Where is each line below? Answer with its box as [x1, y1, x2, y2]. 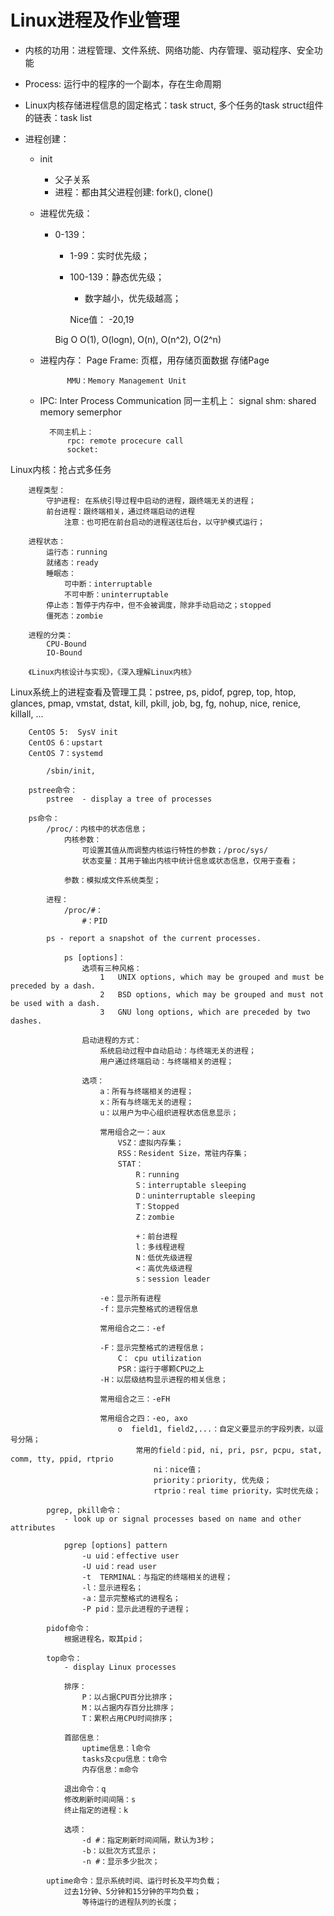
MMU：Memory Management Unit [66, 376, 187, 386]
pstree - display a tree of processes [46, 794, 213, 804]
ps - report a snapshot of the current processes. [46, 933, 262, 943]
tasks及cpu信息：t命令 [81, 1754, 168, 1764]
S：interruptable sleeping [135, 1180, 247, 1190]
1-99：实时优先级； [69, 249, 150, 261]
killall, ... [10, 707, 44, 720]
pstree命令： [28, 785, 78, 795]
